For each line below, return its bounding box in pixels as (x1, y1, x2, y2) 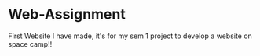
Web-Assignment (8, 5, 126, 23)
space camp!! (8, 39, 53, 48)
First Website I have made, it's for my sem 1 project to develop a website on (8, 31, 253, 40)
